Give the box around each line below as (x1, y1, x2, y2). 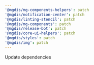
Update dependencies (5, 54, 51, 60)
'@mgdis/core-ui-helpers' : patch (5, 31, 76, 36)
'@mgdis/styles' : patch (5, 36, 55, 41)
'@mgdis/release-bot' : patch (5, 26, 67, 31)
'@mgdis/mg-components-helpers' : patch (5, 7, 89, 13)
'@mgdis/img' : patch (5, 40, 49, 45)
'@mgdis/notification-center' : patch (5, 12, 85, 17)
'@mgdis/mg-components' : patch (5, 21, 71, 27)
